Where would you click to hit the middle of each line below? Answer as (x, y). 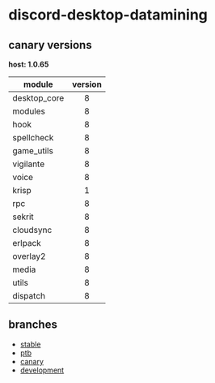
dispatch (29, 296)
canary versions (50, 45)
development (42, 370)
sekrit (23, 217)
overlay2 (29, 256)
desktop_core (38, 98)
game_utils (33, 151)
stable (30, 344)
